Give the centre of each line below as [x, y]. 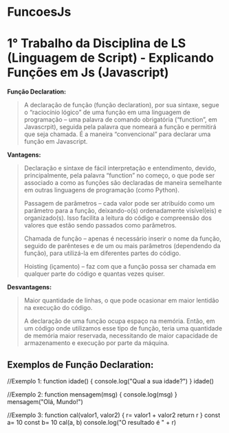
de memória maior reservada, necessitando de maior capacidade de [121, 336]
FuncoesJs [39, 12]
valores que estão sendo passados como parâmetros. [100, 225]
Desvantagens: [30, 287]
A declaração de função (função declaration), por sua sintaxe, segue [121, 105]
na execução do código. [58, 308]
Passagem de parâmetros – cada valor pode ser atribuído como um [119, 203]
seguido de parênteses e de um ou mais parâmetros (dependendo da [122, 246]
